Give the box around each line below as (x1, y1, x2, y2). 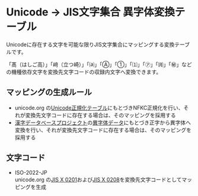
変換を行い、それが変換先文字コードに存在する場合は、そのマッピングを (14, 126, 191, 133)
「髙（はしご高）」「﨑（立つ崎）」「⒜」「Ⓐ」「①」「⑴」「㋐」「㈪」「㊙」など (6, 60, 192, 68)
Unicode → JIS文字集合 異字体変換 (6, 5, 175, 19)
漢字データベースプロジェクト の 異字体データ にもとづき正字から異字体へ (14, 119, 191, 126)
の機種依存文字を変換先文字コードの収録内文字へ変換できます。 (6, 68, 162, 75)
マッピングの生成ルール (6, 87, 92, 98)
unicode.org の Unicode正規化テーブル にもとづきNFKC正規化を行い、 (14, 104, 184, 111)
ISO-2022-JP (14, 169, 47, 176)
